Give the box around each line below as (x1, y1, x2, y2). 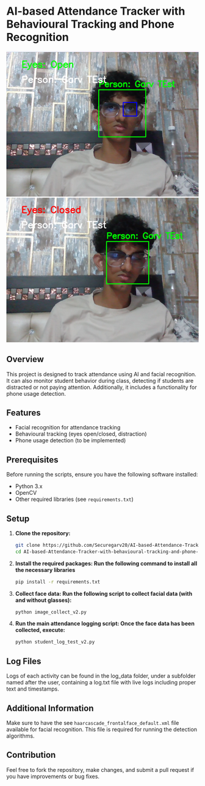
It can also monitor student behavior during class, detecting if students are (6, 377, 194, 384)
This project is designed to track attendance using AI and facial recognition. (6, 370, 196, 377)
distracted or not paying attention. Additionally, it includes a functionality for (6, 384, 197, 391)
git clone (15, 542, 41, 548)
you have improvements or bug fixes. (6, 773, 99, 780)
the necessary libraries (15, 566, 76, 573)
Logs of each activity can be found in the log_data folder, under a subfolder (6, 672, 196, 680)
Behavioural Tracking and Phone (6, 17, 175, 31)
